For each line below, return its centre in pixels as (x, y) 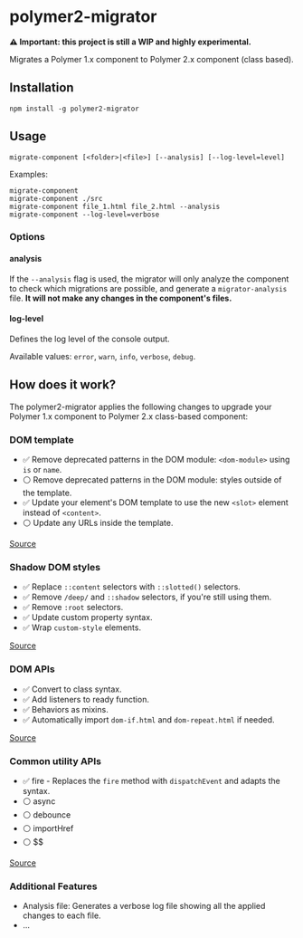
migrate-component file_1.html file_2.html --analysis (115, 206)
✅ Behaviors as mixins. (65, 709)
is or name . (42, 469)
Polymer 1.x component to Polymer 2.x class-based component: (129, 416)
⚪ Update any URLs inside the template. (98, 523)
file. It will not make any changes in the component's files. (121, 298)
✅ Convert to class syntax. (72, 689)
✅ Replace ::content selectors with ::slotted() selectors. (132, 587)
